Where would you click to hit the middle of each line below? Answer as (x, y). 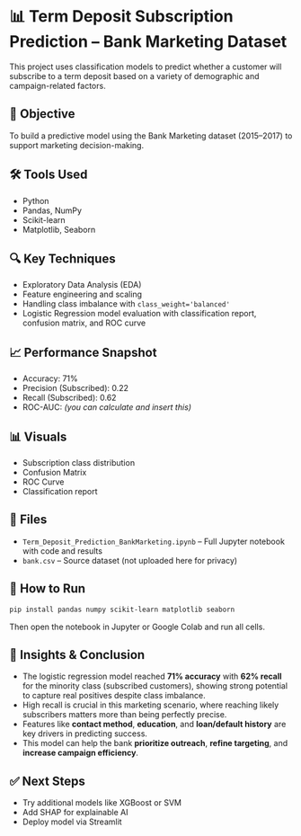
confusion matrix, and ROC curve (84, 323)
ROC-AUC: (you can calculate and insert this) (106, 407)
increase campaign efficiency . (80, 753)
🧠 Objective (42, 114)
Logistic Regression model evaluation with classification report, (139, 314)
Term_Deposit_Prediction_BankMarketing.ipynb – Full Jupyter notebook (154, 541)
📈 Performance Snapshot (83, 352)
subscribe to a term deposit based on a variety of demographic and (134, 76)
